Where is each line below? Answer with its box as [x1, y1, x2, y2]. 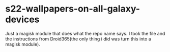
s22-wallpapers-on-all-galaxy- [5, 3, 140, 15]
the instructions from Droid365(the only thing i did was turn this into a [5, 36, 151, 42]
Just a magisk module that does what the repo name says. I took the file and [5, 30, 165, 36]
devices [5, 14, 40, 25]
